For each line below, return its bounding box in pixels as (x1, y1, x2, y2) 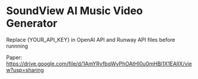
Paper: (6, 54, 23, 61)
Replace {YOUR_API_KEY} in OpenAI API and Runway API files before (6, 36, 175, 43)
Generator (6, 17, 58, 30)
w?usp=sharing (6, 66, 44, 73)
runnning (6, 42, 28, 50)
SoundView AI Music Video (6, 4, 143, 18)
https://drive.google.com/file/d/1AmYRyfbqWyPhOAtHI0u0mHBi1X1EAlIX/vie (6, 60, 192, 67)
